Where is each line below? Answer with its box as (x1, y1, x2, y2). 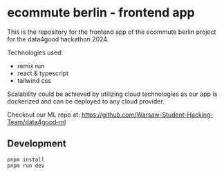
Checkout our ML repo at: (7, 110, 81, 119)
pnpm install (7, 156, 45, 163)
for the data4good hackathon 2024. (7, 35, 109, 43)
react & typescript (17, 69, 69, 77)
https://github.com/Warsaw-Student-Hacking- (82, 110, 214, 119)
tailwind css (17, 76, 52, 84)
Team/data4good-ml (7, 117, 66, 126)
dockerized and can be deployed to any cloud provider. (7, 97, 165, 105)
